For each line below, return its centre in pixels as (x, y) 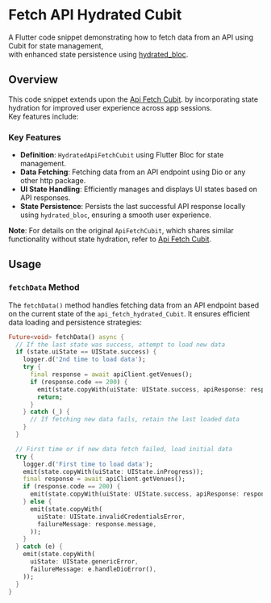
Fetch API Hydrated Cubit (95, 15)
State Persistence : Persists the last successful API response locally (133, 207)
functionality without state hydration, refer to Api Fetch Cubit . (110, 239)
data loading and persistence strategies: (75, 322)
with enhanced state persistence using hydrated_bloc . (98, 54)
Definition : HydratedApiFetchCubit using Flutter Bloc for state (122, 155)
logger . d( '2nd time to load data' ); (85, 360)
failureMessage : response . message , (97, 524)
